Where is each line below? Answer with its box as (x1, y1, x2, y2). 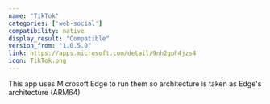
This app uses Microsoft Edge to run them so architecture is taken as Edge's (8, 78, 262, 89)
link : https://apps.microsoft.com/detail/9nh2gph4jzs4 (8, 49, 197, 57)
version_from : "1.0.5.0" (8, 42, 92, 50)
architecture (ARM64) (8, 87, 81, 97)
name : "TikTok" (8, 11, 60, 20)
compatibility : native (8, 27, 85, 35)
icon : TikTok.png (8, 57, 67, 65)
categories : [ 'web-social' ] (8, 19, 103, 27)
